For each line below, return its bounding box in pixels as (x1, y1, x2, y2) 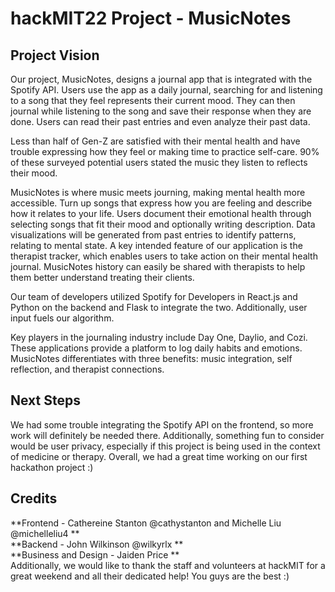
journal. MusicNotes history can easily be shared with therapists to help (10, 261, 306, 272)
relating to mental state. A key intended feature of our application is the (10, 240, 303, 251)
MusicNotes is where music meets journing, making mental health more (10, 187, 306, 198)
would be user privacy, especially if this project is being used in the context (10, 440, 321, 452)
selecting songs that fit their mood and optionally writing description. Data (10, 218, 316, 230)
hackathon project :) (10, 461, 94, 473)
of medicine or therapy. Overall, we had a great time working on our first (10, 450, 308, 462)
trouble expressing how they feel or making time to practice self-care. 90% (10, 146, 320, 157)
